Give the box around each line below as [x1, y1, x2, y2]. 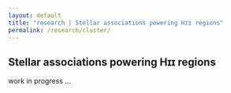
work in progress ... [8, 76, 71, 86]
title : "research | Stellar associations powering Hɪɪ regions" [8, 19, 224, 27]
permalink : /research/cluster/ [8, 26, 111, 34]
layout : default [8, 11, 61, 20]
